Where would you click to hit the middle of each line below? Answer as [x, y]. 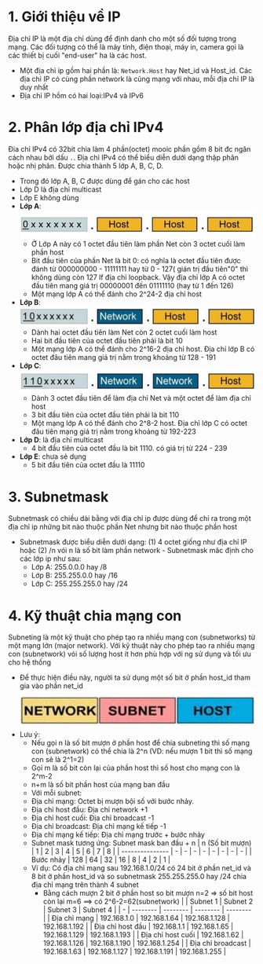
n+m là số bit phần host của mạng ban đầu [100, 784]
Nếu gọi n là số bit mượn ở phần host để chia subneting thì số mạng [140, 742]
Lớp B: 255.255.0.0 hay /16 [74, 575]
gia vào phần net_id [51, 686]
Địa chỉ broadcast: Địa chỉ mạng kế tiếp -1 [99, 826]
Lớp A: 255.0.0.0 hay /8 [69, 567]
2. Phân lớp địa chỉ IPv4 [86, 128]
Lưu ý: [30, 734]
